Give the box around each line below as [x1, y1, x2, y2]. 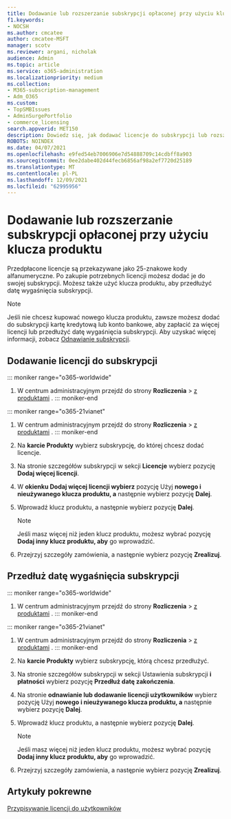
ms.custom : [7, 100, 38, 107]
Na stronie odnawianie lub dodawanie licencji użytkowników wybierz [16, 690, 218, 699]
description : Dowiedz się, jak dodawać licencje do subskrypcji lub [7, 131, 208, 138]
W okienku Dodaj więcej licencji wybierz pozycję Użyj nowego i [16, 482, 201, 491]
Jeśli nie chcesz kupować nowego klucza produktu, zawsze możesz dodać [7, 313, 220, 321]
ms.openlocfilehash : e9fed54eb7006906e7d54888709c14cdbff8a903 [7, 151, 192, 158]
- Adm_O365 [7, 94, 38, 100]
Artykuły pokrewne [7, 786, 92, 798]
